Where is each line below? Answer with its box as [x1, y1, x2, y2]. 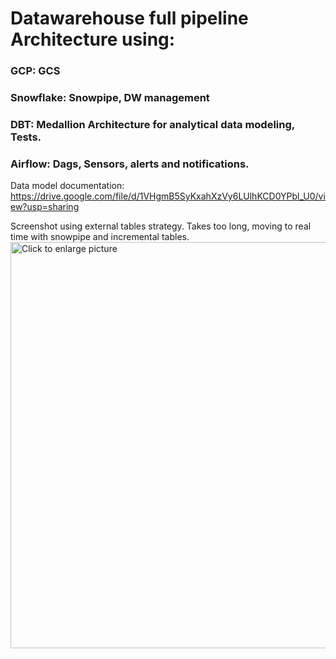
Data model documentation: [10, 180, 125, 192]
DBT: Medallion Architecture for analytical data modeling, [10, 117, 295, 131]
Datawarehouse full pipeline [10, 7, 249, 30]
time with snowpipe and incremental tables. [10, 231, 190, 243]
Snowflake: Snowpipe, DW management [10, 91, 210, 105]
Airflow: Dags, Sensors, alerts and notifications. [10, 157, 250, 171]
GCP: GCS [10, 64, 61, 78]
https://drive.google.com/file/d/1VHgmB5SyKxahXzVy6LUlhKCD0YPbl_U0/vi [10, 190, 326, 202]
